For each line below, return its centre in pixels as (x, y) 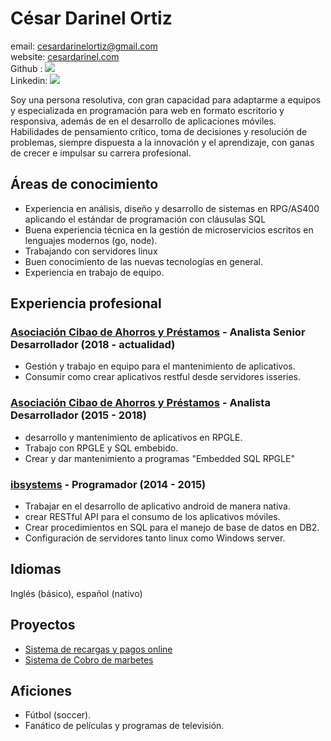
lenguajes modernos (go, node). (91, 240)
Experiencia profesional (86, 303)
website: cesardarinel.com (65, 56)
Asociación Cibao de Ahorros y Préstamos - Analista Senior (158, 332)
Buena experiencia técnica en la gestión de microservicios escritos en (169, 229)
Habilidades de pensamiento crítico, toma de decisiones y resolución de (159, 131)
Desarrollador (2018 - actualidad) (93, 345)
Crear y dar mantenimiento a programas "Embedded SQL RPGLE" (159, 458)
